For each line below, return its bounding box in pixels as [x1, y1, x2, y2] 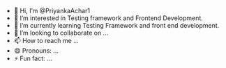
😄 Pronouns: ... [13, 46, 59, 55]
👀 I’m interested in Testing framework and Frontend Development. [13, 14, 204, 22]
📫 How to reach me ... [13, 37, 79, 44]
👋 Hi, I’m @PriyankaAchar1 [13, 7, 91, 15]
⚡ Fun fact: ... [13, 54, 52, 62]
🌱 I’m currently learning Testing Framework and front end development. [13, 22, 220, 29]
